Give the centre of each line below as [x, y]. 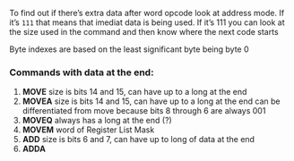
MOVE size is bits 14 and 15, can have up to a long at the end [134, 92]
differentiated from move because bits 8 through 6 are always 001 [144, 111]
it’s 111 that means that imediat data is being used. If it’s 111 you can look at [147, 22]
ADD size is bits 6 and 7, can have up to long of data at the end [138, 140]
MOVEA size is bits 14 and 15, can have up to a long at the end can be [151, 101]
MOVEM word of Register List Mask [88, 130]
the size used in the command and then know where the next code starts [144, 32]
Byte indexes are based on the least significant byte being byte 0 [129, 49]
